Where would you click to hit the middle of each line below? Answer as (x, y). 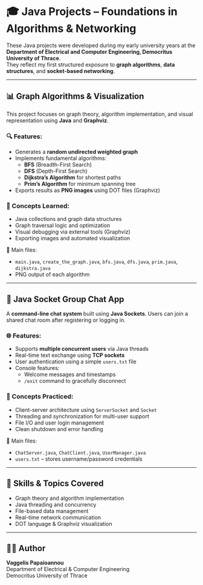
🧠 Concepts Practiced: (40, 397)
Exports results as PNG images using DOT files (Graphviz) (87, 190)
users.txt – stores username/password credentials (79, 459)
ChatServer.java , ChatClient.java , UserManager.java (80, 452)
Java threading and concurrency (56, 504)
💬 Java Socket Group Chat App (65, 299)
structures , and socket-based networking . (61, 71)
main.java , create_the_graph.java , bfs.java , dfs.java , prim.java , (96, 262)
